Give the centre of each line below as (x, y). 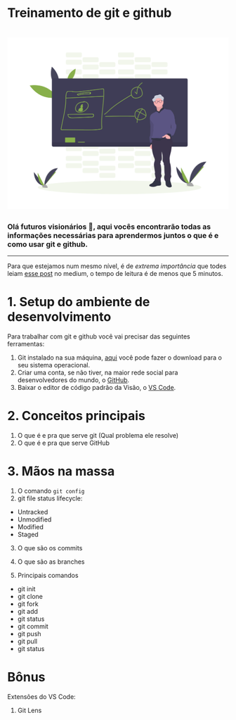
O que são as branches (51, 562)
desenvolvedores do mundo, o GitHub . (73, 380)
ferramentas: (26, 343)
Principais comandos (48, 575)
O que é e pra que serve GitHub (64, 443)
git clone (30, 596)
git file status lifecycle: (50, 498)
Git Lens (29, 710)
